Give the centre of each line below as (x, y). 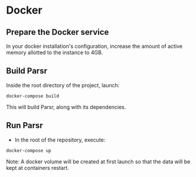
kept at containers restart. (37, 168)
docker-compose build (33, 96)
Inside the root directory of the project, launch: (63, 85)
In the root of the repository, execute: (60, 140)
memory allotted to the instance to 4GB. (55, 53)
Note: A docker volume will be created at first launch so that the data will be (98, 161)
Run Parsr (24, 125)
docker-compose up (29, 150)
